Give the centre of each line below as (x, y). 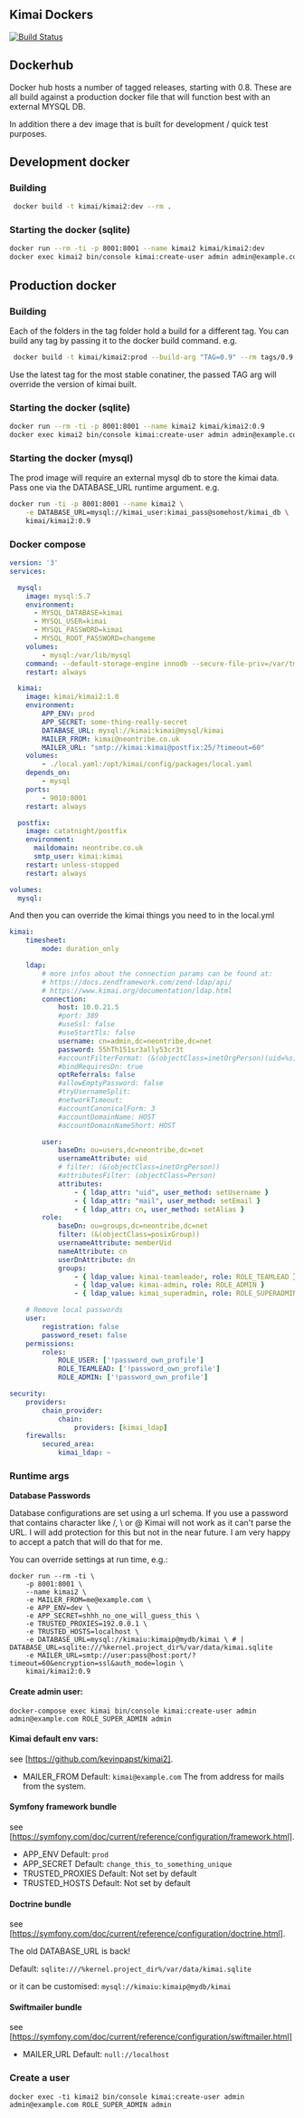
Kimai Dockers (51, 15)
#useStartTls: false (96, 1033)
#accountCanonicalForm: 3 (106, 1108)
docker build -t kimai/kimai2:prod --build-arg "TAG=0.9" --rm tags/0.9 (153, 357)
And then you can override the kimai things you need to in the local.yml (142, 916)
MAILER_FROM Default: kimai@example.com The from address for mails (153, 1776)
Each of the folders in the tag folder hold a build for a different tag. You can (149, 331)
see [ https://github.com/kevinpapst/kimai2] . (91, 1759)
